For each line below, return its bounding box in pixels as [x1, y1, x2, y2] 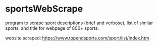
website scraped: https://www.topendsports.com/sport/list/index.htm [5, 35, 149, 41]
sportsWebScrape [5, 3, 83, 15]
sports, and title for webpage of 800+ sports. [5, 25, 99, 31]
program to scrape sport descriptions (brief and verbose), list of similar [5, 20, 153, 26]
